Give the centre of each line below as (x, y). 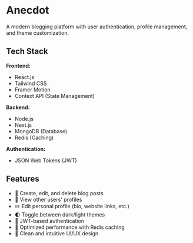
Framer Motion (33, 90)
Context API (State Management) (55, 96)
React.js (24, 77)
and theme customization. (38, 32)
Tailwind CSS (31, 83)
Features (23, 179)
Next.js (23, 125)
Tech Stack (27, 52)
